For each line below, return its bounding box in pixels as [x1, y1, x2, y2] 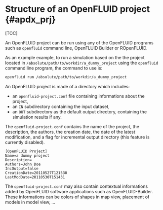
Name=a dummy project [5, 153, 50, 158]
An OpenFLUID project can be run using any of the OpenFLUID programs [5, 39, 154, 45]
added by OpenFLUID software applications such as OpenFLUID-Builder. [5, 188, 153, 194]
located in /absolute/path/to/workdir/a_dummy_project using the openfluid [5, 60, 159, 66]
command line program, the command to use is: [5, 65, 103, 71]
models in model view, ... [5, 199, 56, 205]
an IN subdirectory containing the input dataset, [12, 104, 110, 109]
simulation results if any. [12, 114, 62, 120]
